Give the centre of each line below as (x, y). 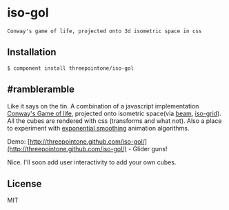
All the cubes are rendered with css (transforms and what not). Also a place (114, 121)
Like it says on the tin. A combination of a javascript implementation (103, 106)
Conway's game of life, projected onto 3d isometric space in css (104, 31)
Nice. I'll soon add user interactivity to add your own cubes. (92, 162)
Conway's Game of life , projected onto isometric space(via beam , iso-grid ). (114, 113)
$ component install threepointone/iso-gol (71, 68)
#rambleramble (41, 89)
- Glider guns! (148, 149)
